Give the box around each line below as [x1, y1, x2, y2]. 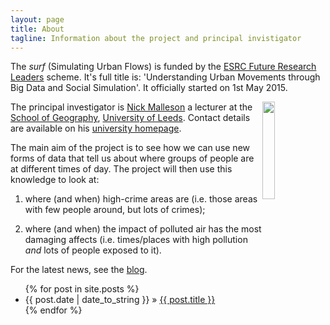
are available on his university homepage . [10, 122, 182, 135]
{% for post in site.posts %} [24, 283, 140, 295]
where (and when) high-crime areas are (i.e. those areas [24, 193, 258, 205]
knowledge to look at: [10, 174, 100, 186]
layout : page [10, 14, 65, 25]
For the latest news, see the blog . [10, 264, 148, 276]
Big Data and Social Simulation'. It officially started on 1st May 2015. [10, 82, 288, 94]
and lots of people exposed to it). [24, 244, 162, 256]
